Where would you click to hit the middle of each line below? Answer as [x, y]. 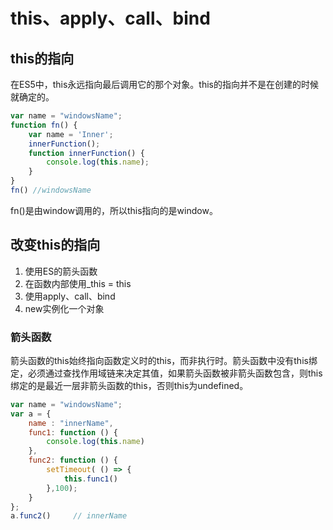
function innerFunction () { [86, 153]
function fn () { [44, 125]
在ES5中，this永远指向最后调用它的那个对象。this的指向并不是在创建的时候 [164, 84]
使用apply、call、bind [70, 296]
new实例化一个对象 [64, 308]
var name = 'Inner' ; [71, 134]
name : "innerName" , [71, 423]
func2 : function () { [73, 460]
